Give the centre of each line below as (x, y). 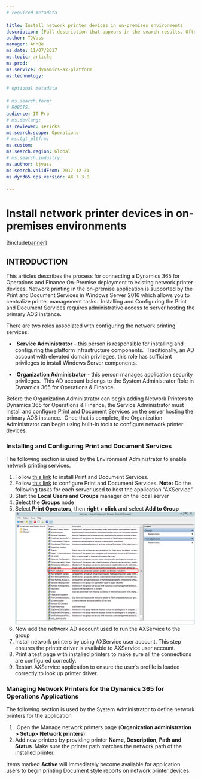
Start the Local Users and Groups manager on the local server (92, 496)
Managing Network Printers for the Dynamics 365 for (85, 688)
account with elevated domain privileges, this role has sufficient (93, 356)
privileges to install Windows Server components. (76, 363)
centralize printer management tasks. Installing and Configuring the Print (97, 301)
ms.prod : (17, 63)
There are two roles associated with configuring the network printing (91, 326)
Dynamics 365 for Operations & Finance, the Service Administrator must (95, 405)
